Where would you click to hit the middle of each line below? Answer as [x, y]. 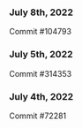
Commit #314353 [41, 73]
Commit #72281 [38, 116]
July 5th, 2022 [41, 55]
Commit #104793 [41, 32]
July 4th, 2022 [41, 96]
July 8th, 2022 [41, 12]
